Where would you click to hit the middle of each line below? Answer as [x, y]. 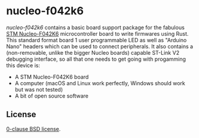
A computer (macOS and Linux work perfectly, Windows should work [100, 83]
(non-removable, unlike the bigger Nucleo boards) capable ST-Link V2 [93, 52]
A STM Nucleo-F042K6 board [52, 77]
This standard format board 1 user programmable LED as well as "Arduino [97, 40]
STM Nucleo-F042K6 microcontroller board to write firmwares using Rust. [97, 33]
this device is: [23, 65]
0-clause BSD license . [33, 128]
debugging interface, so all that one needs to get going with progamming [96, 59]
